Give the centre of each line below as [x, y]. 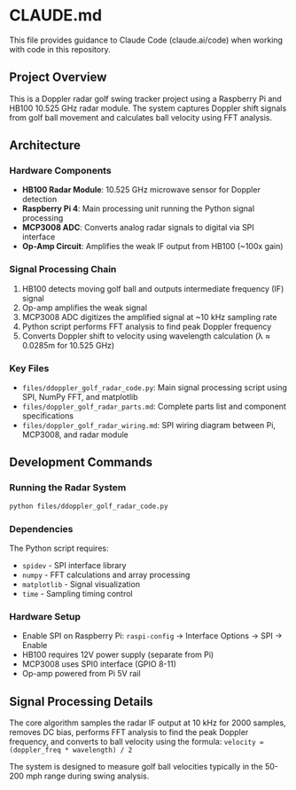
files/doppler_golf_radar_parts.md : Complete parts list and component [154, 407]
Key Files [29, 368]
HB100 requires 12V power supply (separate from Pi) [118, 655]
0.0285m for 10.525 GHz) [68, 345]
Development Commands [81, 462]
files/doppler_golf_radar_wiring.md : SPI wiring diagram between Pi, [149, 426]
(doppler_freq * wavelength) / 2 [71, 750]
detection [39, 199]
